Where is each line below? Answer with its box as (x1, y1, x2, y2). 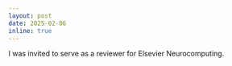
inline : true (8, 27, 52, 35)
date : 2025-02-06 (8, 19, 67, 27)
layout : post (8, 11, 52, 20)
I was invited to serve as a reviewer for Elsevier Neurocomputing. (8, 49, 225, 59)
